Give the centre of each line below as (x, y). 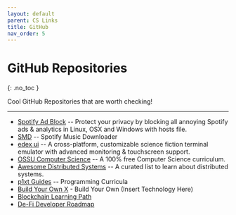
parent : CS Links (33, 20)
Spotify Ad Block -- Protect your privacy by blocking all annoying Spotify (123, 122)
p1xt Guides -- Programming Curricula (73, 182)
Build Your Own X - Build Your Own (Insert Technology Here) (105, 189)
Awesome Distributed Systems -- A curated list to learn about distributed (123, 167)
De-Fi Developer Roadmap (56, 204)
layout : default (31, 14)
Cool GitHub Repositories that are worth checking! (80, 102)
